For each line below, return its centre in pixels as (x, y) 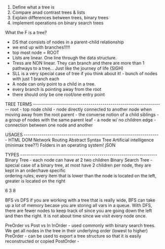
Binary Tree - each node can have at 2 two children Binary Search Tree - (79, 160)
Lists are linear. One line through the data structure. (64, 58)
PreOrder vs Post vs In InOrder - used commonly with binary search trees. (80, 225)
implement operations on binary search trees (58, 23)
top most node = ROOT (36, 52)
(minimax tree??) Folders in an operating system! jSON (60, 145)
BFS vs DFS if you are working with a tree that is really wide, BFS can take (80, 200)
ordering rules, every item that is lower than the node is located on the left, (81, 176)
